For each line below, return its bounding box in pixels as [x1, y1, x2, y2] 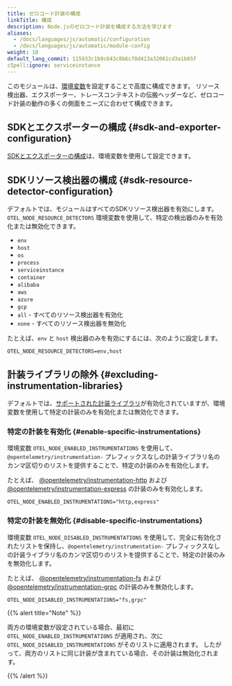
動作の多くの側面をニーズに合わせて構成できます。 [30, 99, 177, 108]
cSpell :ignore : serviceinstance [7, 62, 100, 69]
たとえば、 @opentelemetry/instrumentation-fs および [7, 574, 161, 582]
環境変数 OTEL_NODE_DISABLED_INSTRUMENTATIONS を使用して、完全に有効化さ [7, 533, 222, 542]
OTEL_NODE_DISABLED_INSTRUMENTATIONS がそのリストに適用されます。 [7, 640, 202, 649]
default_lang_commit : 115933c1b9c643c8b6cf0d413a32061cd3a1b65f [7, 56, 197, 62]
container [17, 274, 46, 281]
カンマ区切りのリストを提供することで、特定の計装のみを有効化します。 [7, 461, 213, 469]
